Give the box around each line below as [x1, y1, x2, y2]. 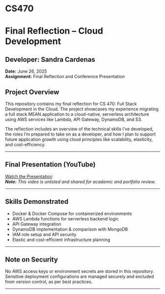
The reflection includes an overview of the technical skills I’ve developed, [5, 126, 154, 132]
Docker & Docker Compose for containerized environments [12, 211, 132, 216]
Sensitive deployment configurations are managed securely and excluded [5, 273, 154, 280]
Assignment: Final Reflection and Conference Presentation [5, 74, 125, 80]
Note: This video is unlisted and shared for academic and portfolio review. [5, 179, 156, 185]
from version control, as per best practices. [5, 279, 93, 285]
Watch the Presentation [5, 173, 53, 179]
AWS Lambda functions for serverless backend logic [12, 215, 119, 221]
